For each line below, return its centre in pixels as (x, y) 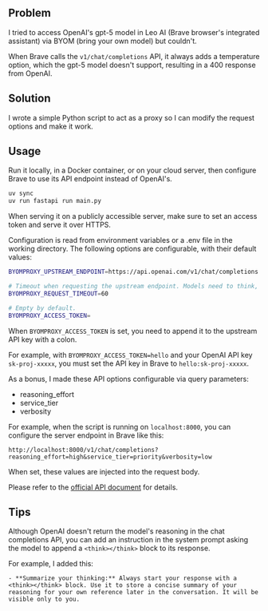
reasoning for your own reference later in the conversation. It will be (134, 593)
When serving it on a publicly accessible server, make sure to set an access (133, 216)
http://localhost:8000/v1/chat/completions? (83, 450)
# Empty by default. (43, 308)
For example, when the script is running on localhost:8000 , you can (120, 427)
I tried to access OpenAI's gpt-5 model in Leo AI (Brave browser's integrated (134, 32)
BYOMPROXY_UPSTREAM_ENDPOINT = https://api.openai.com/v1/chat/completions (134, 272)
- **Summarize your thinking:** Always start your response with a (123, 578)
